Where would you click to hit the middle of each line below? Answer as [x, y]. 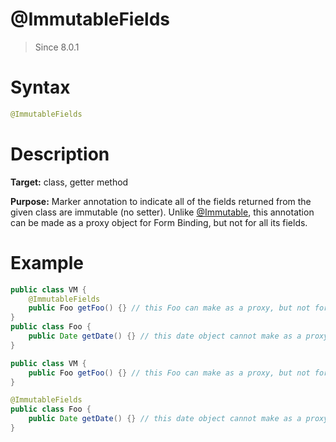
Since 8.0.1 [57, 47]
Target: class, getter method [69, 182]
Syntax [40, 87]
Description [60, 154]
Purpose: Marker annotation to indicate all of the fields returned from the [161, 201]
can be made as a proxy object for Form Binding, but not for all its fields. [159, 222]
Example [47, 262]
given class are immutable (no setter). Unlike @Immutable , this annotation [162, 212]
